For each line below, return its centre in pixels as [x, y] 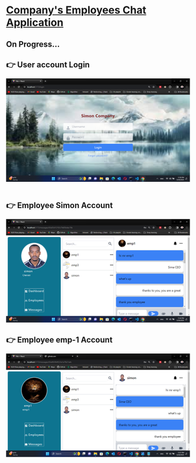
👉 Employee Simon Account [60, 205]
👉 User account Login [48, 65]
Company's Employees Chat [76, 10]
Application [35, 23]
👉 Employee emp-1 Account [59, 340]
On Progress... [33, 44]
